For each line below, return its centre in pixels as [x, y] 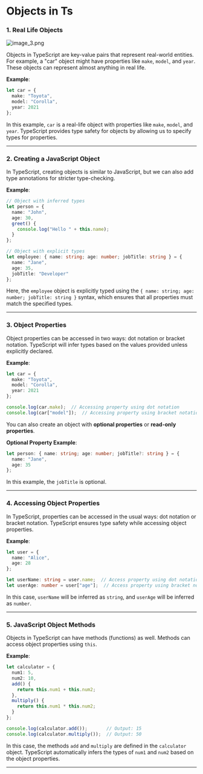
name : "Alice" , [31, 558]
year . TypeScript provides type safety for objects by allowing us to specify [99, 131]
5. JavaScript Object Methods [51, 625]
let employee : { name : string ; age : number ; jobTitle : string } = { [94, 257]
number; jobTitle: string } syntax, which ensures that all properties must [100, 297]
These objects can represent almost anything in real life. [76, 68]
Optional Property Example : [42, 442]
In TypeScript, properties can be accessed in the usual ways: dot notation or [101, 516]
